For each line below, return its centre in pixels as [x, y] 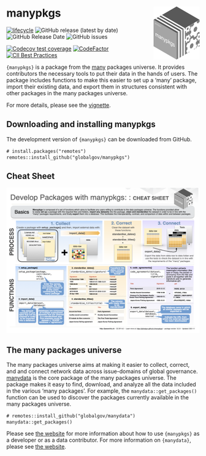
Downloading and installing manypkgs [81, 124]
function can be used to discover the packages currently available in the [97, 398]
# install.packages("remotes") [46, 151]
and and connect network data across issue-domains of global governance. [102, 371]
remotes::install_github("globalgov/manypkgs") [68, 157]
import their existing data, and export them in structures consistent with [97, 87]
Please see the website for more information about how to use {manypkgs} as [103, 434]
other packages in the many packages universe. [67, 93]
